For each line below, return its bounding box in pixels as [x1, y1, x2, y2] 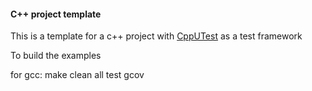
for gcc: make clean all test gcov [10, 69, 145, 81]
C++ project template [10, 8, 102, 20]
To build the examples [10, 50, 102, 62]
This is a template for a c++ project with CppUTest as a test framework [10, 30, 303, 42]
